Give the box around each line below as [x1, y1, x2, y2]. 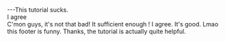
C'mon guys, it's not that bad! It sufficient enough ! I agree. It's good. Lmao [7, 20, 219, 28]
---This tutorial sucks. [7, 6, 68, 14]
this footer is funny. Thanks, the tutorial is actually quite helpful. [7, 27, 186, 35]
